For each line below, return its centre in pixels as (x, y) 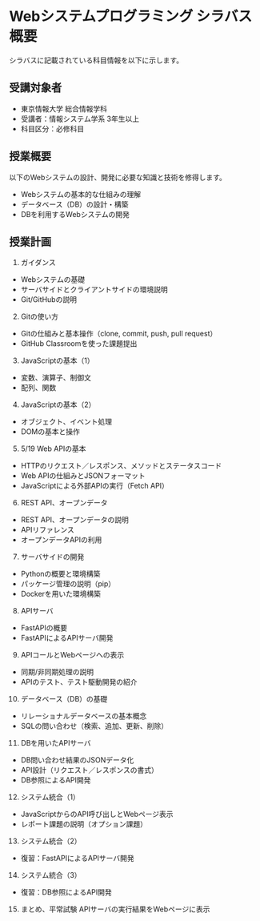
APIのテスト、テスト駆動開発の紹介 (79, 682)
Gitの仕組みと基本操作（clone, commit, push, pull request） (119, 334)
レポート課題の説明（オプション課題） (84, 824)
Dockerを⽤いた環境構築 (61, 594)
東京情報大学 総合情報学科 (64, 108)
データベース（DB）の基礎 (64, 699)
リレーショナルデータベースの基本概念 (84, 716)
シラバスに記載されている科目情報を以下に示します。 (96, 60)
